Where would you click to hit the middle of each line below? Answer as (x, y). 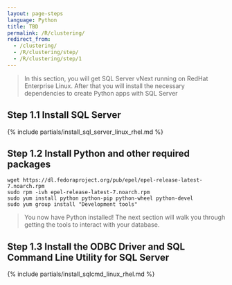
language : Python (32, 20)
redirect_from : (29, 40)
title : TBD (23, 26)
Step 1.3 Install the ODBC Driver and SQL (96, 247)
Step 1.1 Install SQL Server (64, 115)
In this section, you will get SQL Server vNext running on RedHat (116, 78)
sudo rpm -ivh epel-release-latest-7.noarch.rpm (79, 192)
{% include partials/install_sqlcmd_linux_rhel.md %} (81, 274)
